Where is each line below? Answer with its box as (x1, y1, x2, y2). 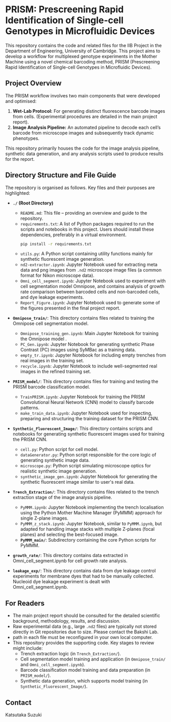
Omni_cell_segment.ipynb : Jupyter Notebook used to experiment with (20, 278, 166, 284)
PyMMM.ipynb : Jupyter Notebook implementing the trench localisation (20, 504, 164, 510)
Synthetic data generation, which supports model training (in (20, 678, 148, 684)
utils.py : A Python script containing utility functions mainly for (20, 251, 153, 257)
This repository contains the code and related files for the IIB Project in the (5, 42, 162, 48)
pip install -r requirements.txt (20, 241, 92, 246)
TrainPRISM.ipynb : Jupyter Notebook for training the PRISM (20, 394, 145, 400)
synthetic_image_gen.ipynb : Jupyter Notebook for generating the (20, 473, 158, 480)
